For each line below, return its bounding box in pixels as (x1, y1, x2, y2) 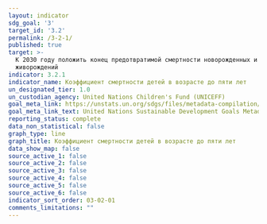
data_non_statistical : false (8, 122, 105, 130)
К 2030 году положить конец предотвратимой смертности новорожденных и (15, 56, 258, 64)
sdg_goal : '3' (8, 19, 56, 27)
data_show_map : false (8, 145, 80, 153)
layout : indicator (8, 11, 69, 20)
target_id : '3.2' (8, 26, 66, 34)
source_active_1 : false (8, 152, 87, 160)
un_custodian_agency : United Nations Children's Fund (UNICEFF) (8, 93, 226, 101)
